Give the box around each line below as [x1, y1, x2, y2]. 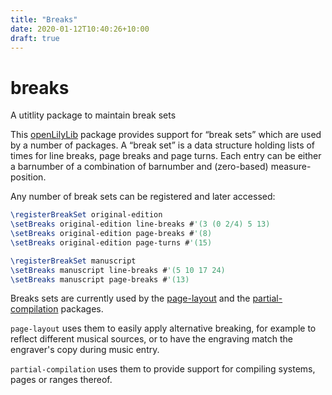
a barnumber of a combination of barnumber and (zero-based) [10, 161, 269, 173]
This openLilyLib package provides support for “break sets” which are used [10, 129, 322, 141]
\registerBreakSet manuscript [10, 256, 137, 266]
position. [10, 171, 47, 183]
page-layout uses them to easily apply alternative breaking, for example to [10, 322, 317, 335]
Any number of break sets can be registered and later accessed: [10, 191, 276, 203]
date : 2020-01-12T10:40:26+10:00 [10, 24, 150, 34]
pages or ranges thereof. [10, 374, 113, 386]
